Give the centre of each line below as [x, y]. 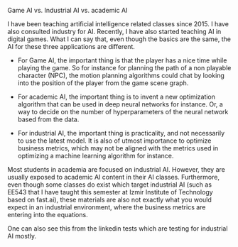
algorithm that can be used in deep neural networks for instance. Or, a [120, 104]
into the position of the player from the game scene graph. [103, 83]
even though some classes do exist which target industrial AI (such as [109, 185]
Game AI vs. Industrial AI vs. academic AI [67, 10]
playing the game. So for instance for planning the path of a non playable [124, 68]
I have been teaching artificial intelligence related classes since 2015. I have [118, 24]
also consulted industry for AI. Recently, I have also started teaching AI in [114, 32]
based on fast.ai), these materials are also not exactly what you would [109, 199]
